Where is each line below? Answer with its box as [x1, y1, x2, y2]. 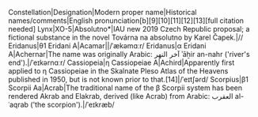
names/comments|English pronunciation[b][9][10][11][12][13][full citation [8, 16, 244, 25]
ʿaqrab [8, 100, 29, 109]
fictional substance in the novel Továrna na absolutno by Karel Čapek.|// [8, 32, 244, 42]
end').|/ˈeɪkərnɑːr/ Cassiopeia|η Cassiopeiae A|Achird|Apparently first [8, 58, 235, 67]
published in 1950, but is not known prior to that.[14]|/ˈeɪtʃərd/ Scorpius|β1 [8, 75, 249, 84]
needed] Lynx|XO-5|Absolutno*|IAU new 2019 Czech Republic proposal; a [8, 25, 250, 33]
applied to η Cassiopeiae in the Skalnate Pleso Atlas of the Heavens [8, 66, 229, 75]
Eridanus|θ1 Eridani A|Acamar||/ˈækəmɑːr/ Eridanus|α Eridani [8, 41, 207, 51]
